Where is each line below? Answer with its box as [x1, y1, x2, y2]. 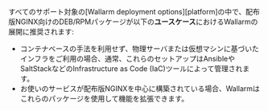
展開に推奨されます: [8, 27, 75, 36]
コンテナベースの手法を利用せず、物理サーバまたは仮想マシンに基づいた [19, 44, 259, 54]
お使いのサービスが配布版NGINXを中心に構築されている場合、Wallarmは [19, 84, 260, 93]
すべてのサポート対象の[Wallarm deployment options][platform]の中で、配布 [8, 7, 260, 16]
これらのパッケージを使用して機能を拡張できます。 [19, 94, 189, 103]
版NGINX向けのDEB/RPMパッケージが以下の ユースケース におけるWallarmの [8, 17, 258, 26]
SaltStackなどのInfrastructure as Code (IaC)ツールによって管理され [19, 64, 243, 73]
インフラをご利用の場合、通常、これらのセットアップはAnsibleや [19, 54, 236, 63]
